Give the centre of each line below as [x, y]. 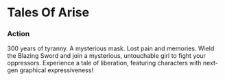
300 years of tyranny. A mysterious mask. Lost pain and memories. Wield [111, 48]
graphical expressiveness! [57, 70]
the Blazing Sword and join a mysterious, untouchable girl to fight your [106, 56]
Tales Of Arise [48, 13]
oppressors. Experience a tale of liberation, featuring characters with [104, 63]
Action [19, 34]
